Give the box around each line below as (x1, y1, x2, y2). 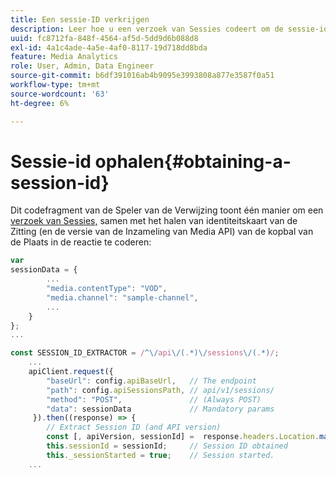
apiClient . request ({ (28, 367, 114, 377)
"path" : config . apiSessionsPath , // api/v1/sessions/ (46, 385, 275, 395)
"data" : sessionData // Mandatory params (46, 404, 275, 414)
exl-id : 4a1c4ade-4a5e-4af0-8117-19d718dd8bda (10, 42, 208, 53)
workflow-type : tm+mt (10, 80, 101, 90)
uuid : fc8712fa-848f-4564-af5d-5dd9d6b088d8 (10, 33, 199, 43)
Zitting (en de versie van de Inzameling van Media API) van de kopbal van (10, 226, 314, 238)
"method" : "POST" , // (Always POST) (46, 394, 262, 405)
